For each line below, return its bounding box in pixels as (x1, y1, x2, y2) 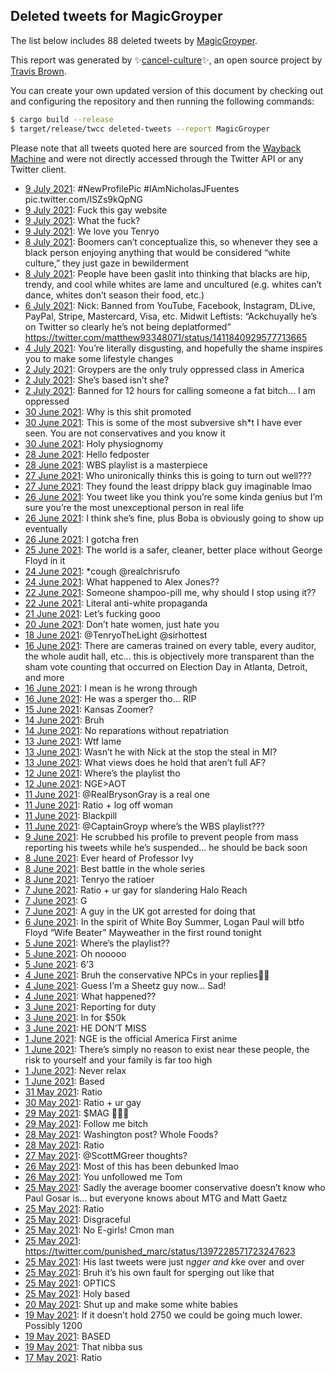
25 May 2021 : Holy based (24, 1287, 131, 1299)
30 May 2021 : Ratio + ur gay (24, 1096, 142, 1108)
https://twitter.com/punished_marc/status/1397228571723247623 (24, 1245, 296, 1257)
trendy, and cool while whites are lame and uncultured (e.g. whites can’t (24, 278, 322, 290)
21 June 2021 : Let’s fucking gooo (24, 607, 161, 619)
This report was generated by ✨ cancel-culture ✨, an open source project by (10, 54, 323, 66)
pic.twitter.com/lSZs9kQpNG (24, 193, 143, 205)
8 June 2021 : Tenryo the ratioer (24, 873, 155, 885)
